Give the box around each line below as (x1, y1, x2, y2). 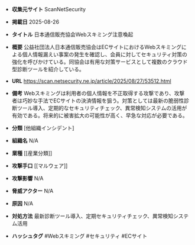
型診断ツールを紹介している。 (11, 66, 84, 73)
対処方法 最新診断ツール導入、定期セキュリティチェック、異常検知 (11, 212, 173, 220)
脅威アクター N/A (11, 188, 54, 194)
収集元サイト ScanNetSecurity (11, 6, 86, 12)
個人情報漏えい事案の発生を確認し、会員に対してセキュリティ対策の (22, 51, 188, 58)
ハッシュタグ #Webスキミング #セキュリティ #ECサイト (11, 233, 148, 239)
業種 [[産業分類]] (11, 150, 53, 156)
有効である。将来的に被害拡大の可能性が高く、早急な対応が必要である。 (11, 112, 188, 119)
